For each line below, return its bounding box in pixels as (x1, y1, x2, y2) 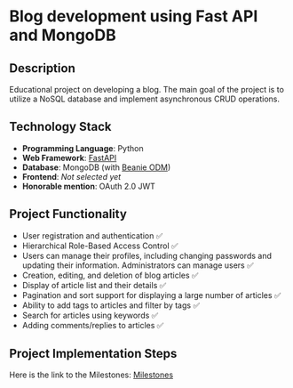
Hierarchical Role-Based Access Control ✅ (21, 240, 178, 251)
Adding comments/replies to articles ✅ (21, 319, 164, 330)
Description (9, 61, 75, 76)
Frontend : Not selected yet (21, 171, 122, 182)
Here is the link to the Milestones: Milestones (9, 369, 174, 380)
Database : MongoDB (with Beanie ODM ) (21, 162, 171, 173)
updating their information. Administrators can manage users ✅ (21, 260, 255, 271)
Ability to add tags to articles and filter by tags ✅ (21, 300, 200, 311)
